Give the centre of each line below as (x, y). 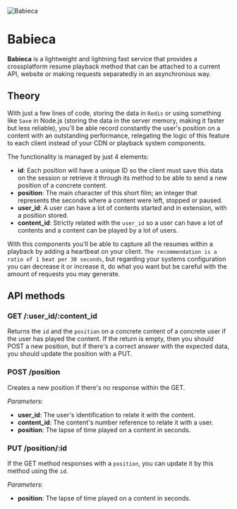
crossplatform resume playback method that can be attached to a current (114, 66)
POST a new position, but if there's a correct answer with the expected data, (119, 346)
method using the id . (38, 471)
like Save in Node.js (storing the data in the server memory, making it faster (116, 121)
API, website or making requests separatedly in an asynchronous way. (109, 73)
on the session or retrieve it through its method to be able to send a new (122, 178)
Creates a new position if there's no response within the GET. (96, 387)
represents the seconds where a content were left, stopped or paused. (120, 200)
